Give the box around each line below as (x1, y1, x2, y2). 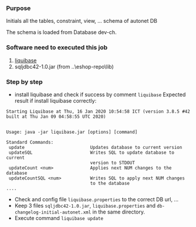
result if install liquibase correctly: (14, 97, 97, 104)
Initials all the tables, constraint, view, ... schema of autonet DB (6, 18, 157, 25)
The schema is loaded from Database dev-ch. (6, 29, 117, 36)
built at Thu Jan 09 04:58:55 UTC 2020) (6, 113, 107, 120)
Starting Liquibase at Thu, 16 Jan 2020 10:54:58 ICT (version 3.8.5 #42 (6, 109, 191, 114)
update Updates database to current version (8, 144, 183, 150)
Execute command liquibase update (14, 214, 104, 221)
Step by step (6, 77, 43, 86)
